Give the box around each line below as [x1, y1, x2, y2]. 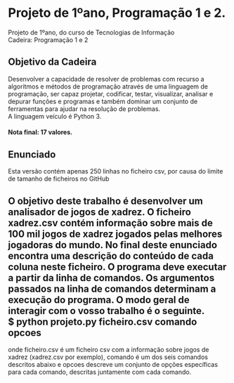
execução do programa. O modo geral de [8, 294, 190, 306]
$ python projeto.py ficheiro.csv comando [8, 316, 197, 327]
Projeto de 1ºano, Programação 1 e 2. [8, 5, 226, 21]
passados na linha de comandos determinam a [8, 283, 216, 294]
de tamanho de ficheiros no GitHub [8, 174, 110, 183]
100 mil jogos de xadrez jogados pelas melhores [8, 228, 223, 240]
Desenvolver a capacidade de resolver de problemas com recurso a [8, 74, 204, 83]
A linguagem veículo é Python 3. [8, 112, 102, 120]
